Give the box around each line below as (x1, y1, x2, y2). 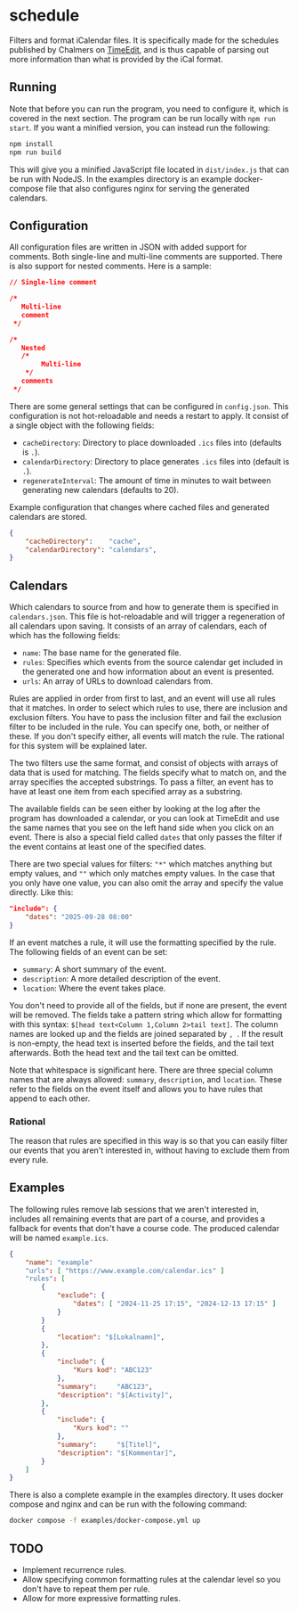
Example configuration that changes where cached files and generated (9, 501, 270, 513)
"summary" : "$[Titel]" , (56, 1440, 162, 1449)
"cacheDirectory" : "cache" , (25, 537, 141, 546)
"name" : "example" (25, 1258, 93, 1267)
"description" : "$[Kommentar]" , (56, 1448, 177, 1458)
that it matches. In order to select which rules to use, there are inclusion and (9, 703, 288, 713)
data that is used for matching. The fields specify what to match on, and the (9, 768, 287, 778)
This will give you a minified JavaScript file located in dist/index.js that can (9, 164, 290, 175)
